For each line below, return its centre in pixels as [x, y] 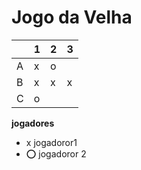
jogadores [33, 123]
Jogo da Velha [72, 17]
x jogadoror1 [51, 142]
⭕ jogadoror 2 [56, 153]
